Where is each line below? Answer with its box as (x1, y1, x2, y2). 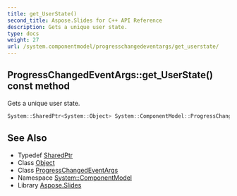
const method (7, 80, 71, 92)
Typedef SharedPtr (17, 151, 73, 159)
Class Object (17, 158, 55, 166)
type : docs (7, 30, 39, 37)
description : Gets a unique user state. (7, 23, 128, 30)
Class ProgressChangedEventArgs (17, 166, 119, 174)
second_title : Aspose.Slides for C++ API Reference (7, 17, 162, 24)
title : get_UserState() (7, 10, 78, 18)
